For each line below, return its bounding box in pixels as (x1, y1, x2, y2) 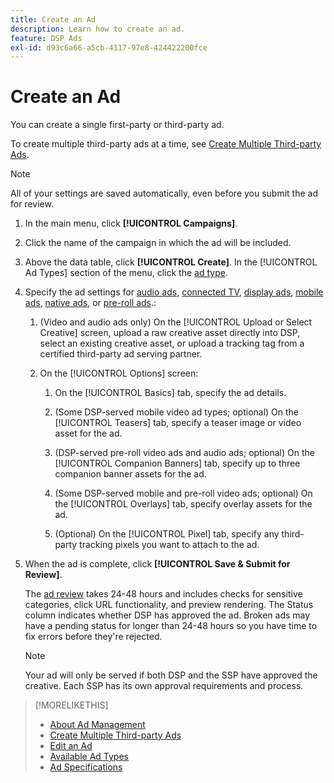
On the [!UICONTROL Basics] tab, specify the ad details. (54, 387, 287, 399)
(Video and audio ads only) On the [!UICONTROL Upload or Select (39, 316, 313, 328)
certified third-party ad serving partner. (39, 348, 203, 360)
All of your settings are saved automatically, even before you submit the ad (10, 187, 319, 200)
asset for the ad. (54, 427, 123, 440)
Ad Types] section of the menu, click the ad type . (24, 267, 228, 279)
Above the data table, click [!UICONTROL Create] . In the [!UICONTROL (24, 256, 318, 268)
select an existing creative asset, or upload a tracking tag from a (39, 337, 305, 350)
